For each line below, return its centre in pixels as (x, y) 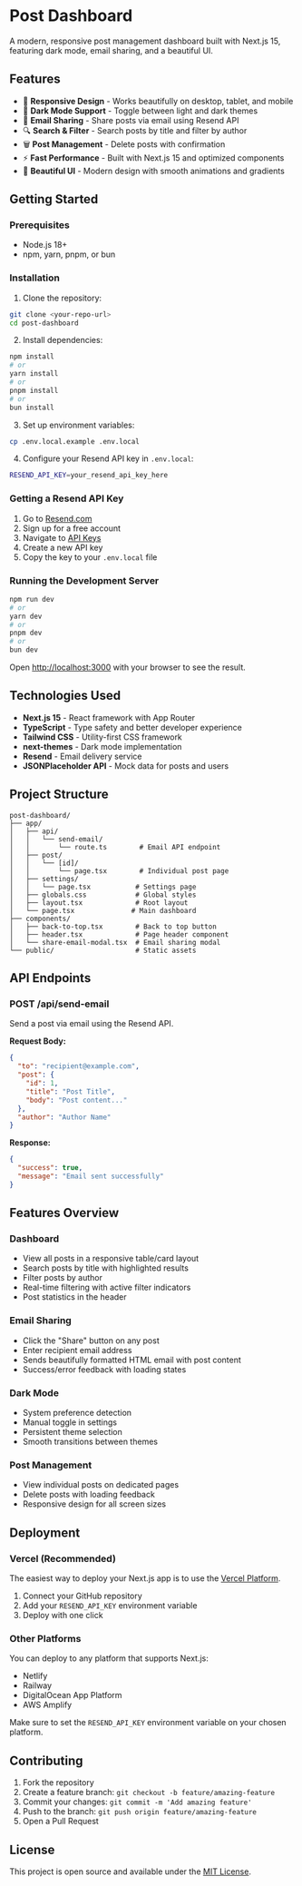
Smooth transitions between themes (90, 1442)
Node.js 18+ (45, 245)
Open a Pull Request (61, 1822)
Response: (30, 1143)
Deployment (45, 1532)
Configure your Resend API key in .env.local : (108, 458)
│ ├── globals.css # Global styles (103, 895)
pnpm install (34, 390)
